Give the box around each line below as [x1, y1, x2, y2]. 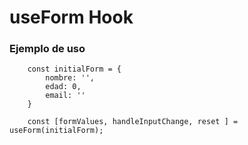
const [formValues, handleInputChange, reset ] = [27, 117, 239, 127]
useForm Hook [9, 6, 134, 29]
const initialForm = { [27, 64, 122, 75]
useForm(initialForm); [9, 126, 104, 136]
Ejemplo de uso [9, 42, 86, 56]
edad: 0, [45, 82, 82, 92]
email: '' [45, 91, 86, 101]
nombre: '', [45, 73, 96, 83]
